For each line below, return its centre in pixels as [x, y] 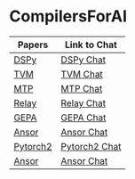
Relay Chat [83, 102]
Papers [33, 45]
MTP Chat [82, 88]
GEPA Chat [83, 118]
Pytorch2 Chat [91, 146]
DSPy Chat [83, 60]
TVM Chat [82, 74]
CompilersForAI [68, 16]
